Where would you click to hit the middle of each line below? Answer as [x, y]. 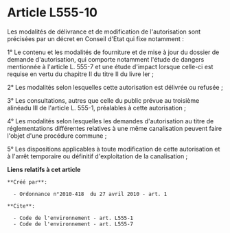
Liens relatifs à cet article [44, 169]
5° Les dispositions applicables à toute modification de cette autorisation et [114, 149]
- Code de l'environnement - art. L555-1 [73, 218]
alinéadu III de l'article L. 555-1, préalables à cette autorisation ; [97, 108]
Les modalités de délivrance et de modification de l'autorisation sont [104, 32]
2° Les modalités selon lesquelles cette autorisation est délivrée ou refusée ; [115, 87]
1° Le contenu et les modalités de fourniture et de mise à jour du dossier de [113, 52]
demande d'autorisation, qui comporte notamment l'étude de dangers [106, 59]
